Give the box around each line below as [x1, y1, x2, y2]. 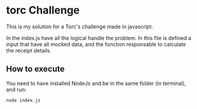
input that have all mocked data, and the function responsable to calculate [6, 41, 186, 48]
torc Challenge [6, 4, 80, 17]
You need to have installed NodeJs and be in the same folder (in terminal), [6, 80, 186, 87]
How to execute [6, 64, 65, 74]
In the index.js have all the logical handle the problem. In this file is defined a [6, 34, 192, 41]
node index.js [6, 97, 41, 103]
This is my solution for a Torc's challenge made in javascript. [6, 23, 153, 30]
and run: [6, 86, 27, 93]
